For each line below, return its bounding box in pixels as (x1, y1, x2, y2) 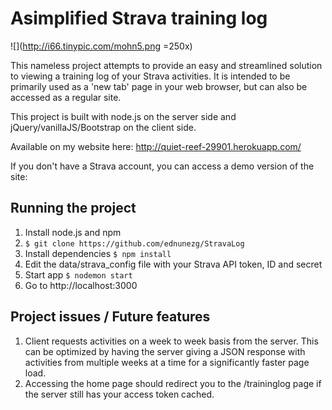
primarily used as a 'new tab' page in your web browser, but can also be (10, 80, 308, 92)
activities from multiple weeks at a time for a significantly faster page (24, 356, 310, 368)
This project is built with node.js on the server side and (10, 110, 237, 122)
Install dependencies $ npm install (24, 247, 172, 259)
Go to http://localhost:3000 (24, 279, 138, 291)
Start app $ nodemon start (24, 268, 133, 281)
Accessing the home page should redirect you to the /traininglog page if (24, 377, 322, 389)
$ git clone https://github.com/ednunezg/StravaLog (24, 238, 245, 249)
